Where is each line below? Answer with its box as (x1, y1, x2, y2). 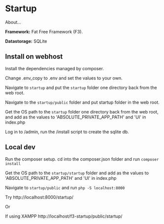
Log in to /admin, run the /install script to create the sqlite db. (5, 129, 129, 135)
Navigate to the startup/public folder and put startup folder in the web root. (5, 99, 160, 105)
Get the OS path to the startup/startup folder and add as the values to (5, 170, 149, 176)
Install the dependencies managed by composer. (5, 65, 104, 71)
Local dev (5, 143, 36, 151)
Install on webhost (5, 53, 63, 61)
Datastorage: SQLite (5, 38, 48, 44)
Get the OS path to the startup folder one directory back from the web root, (5, 109, 159, 114)
